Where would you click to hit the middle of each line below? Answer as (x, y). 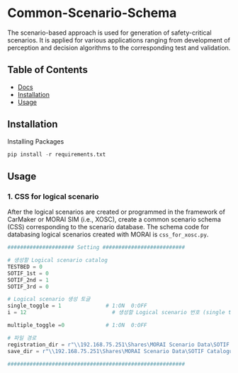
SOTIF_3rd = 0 (28, 287)
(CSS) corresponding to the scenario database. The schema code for (108, 227)
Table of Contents (48, 70)
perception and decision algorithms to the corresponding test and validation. (119, 47)
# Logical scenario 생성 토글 (49, 299)
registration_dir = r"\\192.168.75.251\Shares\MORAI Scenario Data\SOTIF (119, 345)
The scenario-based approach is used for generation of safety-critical (109, 33)
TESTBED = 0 (25, 267)
